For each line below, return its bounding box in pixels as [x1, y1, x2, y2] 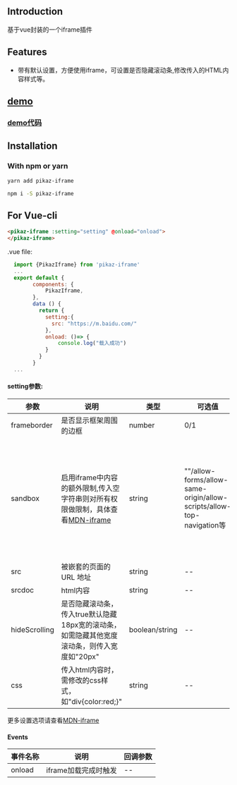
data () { [32, 300, 61, 308]
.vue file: [7, 247, 33, 256]
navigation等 [184, 521, 226, 530]
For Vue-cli [7, 209, 58, 221]
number [128, 420, 155, 430]
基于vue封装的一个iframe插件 [7, 25, 93, 34]
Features [7, 46, 47, 59]
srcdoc [11, 585, 34, 595]
